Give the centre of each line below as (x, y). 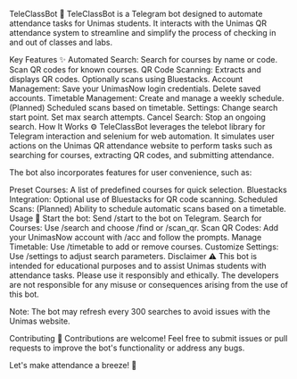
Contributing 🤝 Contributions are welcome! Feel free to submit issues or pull (148, 338)
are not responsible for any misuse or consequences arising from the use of (148, 285)
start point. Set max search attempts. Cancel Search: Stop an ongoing (137, 117)
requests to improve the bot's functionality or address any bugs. (127, 348)
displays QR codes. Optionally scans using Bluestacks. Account (126, 79)
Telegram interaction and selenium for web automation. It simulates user (142, 136)
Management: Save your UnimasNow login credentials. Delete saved (135, 88)
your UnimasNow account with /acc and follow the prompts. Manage (136, 237)
